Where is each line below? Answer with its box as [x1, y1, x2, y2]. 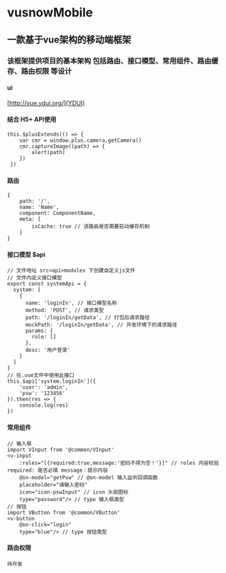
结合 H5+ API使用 [7, 115, 57, 124]
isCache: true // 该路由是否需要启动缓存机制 [31, 223, 150, 230]
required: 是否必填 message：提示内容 [7, 467, 108, 474]
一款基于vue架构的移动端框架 [7, 34, 132, 45]
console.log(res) [19, 402, 69, 409]
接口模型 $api [7, 250, 46, 258]
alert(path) [31, 149, 66, 155]
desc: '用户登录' [25, 347, 70, 354]
